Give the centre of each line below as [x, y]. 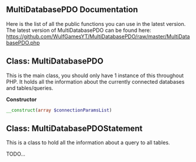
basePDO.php [23, 42]
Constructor [22, 99]
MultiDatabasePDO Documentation [72, 10]
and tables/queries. [30, 88]
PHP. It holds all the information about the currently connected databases [95, 81]
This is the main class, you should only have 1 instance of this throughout [95, 75]
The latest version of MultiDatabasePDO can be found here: [79, 30]
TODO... [16, 154]
